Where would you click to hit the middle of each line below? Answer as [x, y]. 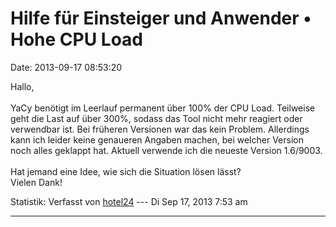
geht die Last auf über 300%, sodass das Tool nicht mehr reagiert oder [156, 118]
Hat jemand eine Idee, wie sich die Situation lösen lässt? [126, 171]
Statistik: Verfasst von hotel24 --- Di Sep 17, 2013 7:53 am [129, 201]
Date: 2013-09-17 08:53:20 [66, 67]
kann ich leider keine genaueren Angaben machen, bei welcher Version [157, 139]
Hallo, [22, 86]
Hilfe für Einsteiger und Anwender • [161, 18]
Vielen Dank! [36, 182]
